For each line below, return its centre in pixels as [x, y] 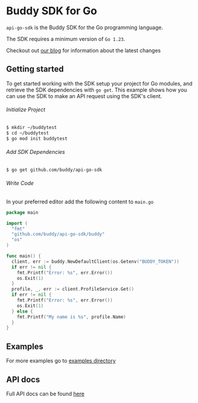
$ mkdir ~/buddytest [32, 127]
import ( [17, 223]
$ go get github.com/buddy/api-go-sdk [54, 170]
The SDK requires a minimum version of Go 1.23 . [66, 39]
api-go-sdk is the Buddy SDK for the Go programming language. [85, 27]
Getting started [35, 69]
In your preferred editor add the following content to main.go [80, 201]
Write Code [20, 183]
